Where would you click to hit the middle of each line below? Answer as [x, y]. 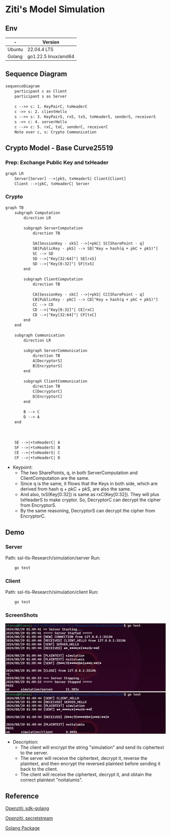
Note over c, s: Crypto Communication [55, 132]
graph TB [15, 208]
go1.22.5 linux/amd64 [51, 56]
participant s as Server [41, 96]
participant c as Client [41, 91]
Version [51, 42]
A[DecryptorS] [47, 361]
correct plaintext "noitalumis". [51, 780]
